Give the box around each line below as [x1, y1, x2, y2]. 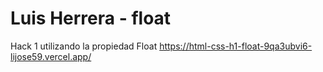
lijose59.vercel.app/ [10, 50, 92, 62]
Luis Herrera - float [10, 7, 172, 30]
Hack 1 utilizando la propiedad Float [10, 40, 158, 52]
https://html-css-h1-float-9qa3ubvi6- [159, 40, 313, 52]
